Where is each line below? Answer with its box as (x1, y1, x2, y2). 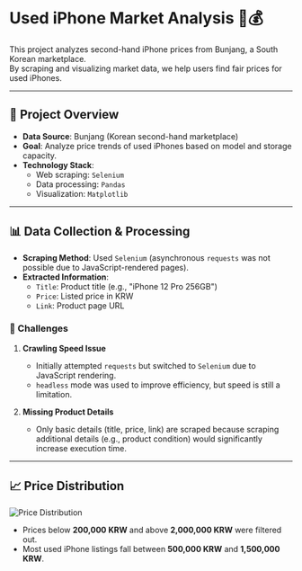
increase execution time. (35, 442, 128, 453)
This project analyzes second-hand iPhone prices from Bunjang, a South (9, 43, 279, 55)
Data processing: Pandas (35, 178, 126, 190)
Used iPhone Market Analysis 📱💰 (9, 8, 263, 29)
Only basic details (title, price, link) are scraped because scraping (35, 424, 280, 434)
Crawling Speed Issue (22, 343, 106, 353)
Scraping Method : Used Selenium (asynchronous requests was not (22, 252, 271, 263)
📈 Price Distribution (9, 478, 125, 494)
